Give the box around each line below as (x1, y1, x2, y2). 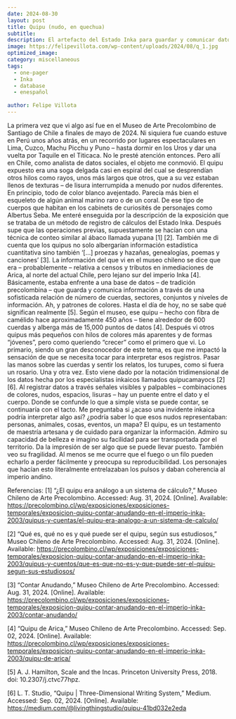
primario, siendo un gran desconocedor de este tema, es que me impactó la (7, 345, 227, 354)
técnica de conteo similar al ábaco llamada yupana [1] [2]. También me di (7, 233, 219, 241)
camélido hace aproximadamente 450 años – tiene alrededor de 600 (7, 315, 206, 324)
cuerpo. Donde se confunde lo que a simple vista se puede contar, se (7, 397, 209, 406)
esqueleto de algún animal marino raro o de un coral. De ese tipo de (7, 196, 204, 204)
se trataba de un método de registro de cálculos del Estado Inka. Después (7, 218, 222, 227)
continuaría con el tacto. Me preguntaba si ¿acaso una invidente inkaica (7, 405, 216, 414)
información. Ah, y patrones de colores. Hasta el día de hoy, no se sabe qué (7, 300, 227, 309)
